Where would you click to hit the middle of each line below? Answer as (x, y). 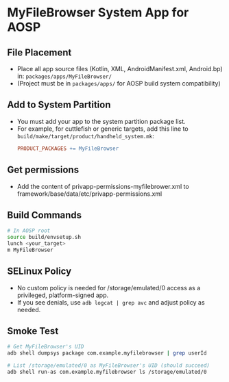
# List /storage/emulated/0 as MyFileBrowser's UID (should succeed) (109, 366)
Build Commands (45, 215)
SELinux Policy (39, 271)
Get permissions (43, 170)
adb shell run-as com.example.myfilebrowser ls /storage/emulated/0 (107, 372)
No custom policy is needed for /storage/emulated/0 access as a (109, 288)
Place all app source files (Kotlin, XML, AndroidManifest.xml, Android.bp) (120, 69)
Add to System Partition (59, 105)
